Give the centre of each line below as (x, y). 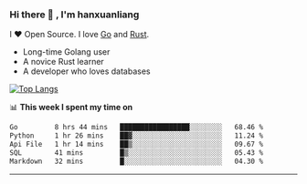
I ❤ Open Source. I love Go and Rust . (79, 35)
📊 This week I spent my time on (71, 107)
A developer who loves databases (86, 71)
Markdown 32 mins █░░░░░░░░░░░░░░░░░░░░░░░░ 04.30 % (136, 161)
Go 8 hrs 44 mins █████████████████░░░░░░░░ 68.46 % (136, 128)
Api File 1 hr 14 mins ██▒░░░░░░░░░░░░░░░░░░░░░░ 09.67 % (136, 145)
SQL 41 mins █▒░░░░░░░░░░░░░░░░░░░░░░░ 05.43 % (136, 153)
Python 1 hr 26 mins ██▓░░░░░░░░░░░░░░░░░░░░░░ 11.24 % (136, 136)
